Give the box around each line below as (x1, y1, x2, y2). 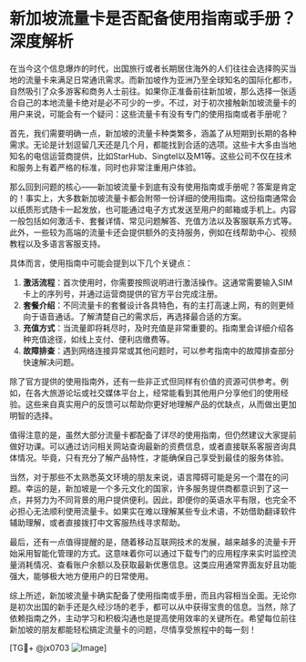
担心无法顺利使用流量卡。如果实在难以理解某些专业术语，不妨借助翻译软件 (16, 505, 297, 516)
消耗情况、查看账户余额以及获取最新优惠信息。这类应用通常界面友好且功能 (16, 559, 297, 570)
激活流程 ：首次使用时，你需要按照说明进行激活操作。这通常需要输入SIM (22, 277, 293, 288)
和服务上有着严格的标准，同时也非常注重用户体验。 (9, 161, 201, 173)
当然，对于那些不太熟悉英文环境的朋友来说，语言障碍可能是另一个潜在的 (9, 471, 280, 483)
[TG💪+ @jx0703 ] (9, 642, 107, 653)
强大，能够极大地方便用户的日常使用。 (9, 570, 153, 581)
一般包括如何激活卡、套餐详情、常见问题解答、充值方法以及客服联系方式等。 (9, 215, 297, 226)
